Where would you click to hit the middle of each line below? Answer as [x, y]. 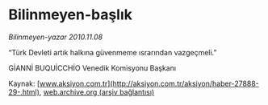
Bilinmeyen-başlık [71, 15]
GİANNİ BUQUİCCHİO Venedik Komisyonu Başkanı [92, 68]
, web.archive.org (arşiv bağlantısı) [97, 92]
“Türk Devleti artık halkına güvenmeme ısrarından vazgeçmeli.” [113, 52]
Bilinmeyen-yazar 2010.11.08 [56, 37]
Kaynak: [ [24, 83]
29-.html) [24, 92]
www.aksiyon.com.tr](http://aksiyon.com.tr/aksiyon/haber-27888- [149, 83]
